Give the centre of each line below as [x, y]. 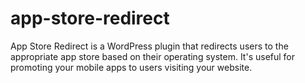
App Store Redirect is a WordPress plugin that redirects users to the [149, 46]
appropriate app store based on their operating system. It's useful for [153, 56]
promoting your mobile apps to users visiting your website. [131, 67]
